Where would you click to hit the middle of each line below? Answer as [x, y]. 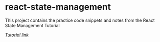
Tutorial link [17, 35]
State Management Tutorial [32, 25]
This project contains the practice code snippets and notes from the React [80, 20]
